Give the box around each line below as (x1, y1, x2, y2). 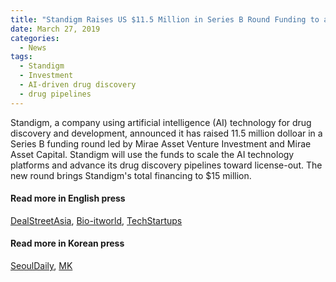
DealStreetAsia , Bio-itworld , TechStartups (10, 214, 183, 226)
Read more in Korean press (10, 237, 125, 250)
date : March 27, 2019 (10, 24, 101, 34)
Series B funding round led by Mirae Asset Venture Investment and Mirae (10, 137, 312, 150)
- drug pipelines (19, 89, 92, 99)
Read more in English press (10, 192, 126, 205)
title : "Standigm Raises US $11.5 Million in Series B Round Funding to (10, 14, 320, 25)
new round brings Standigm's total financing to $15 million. (10, 169, 252, 181)
